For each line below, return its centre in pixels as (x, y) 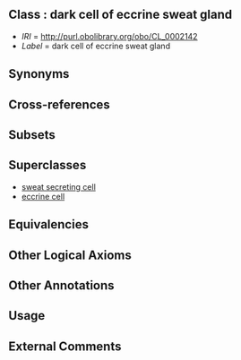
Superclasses (47, 165)
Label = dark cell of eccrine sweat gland (96, 46)
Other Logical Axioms (70, 255)
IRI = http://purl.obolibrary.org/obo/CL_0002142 (109, 36)
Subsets (32, 135)
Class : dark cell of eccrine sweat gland (120, 15)
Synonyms (39, 74)
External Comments (65, 346)
